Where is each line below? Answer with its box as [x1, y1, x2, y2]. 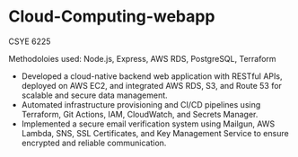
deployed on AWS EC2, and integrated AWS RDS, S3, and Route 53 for [21, 80, 282, 91]
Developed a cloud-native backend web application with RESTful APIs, [21, 70, 283, 82]
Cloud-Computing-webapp [8, 6, 215, 27]
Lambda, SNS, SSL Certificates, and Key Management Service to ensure [21, 127, 289, 138]
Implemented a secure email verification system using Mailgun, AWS [21, 118, 276, 129]
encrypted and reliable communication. [21, 137, 167, 148]
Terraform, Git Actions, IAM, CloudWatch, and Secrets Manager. [21, 109, 259, 119]
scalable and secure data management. [21, 90, 168, 100]
